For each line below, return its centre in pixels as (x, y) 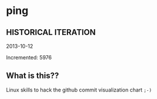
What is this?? (33, 76)
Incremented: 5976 (29, 57)
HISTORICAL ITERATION (51, 32)
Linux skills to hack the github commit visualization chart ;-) (79, 90)
